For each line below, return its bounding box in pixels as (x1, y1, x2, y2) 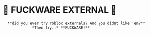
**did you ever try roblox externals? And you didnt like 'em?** (7, 21, 146, 26)
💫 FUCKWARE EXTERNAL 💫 (3, 4, 117, 16)
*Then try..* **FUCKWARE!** (32, 25, 90, 30)
